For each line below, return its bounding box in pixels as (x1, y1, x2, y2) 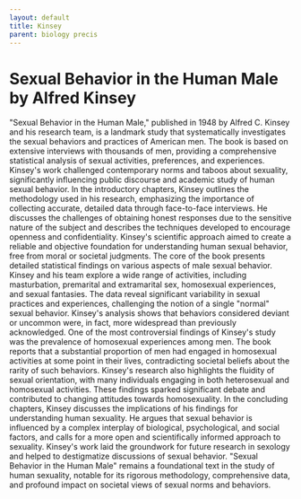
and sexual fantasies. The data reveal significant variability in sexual (9, 289, 261, 300)
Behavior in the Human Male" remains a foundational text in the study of (9, 460, 275, 471)
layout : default (9, 13, 70, 22)
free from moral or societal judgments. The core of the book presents (9, 250, 266, 261)
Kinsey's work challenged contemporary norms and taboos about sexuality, (9, 165, 288, 176)
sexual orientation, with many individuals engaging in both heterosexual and (9, 374, 289, 386)
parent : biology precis (9, 30, 99, 39)
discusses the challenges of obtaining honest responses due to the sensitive (9, 213, 292, 223)
